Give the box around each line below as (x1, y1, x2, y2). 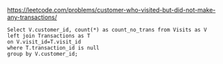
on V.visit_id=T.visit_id (7, 39, 81, 45)
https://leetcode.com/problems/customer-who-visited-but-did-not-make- (7, 6, 216, 14)
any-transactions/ (7, 13, 57, 21)
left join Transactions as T (7, 32, 91, 39)
